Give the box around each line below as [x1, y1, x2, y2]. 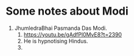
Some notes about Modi [5, 4, 129, 18]
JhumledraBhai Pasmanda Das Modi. [14, 24, 107, 32]
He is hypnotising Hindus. [23, 37, 88, 44]
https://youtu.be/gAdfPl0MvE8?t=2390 [23, 30, 122, 38]
